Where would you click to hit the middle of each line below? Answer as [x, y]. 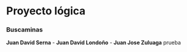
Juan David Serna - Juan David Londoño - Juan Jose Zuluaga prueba [93, 42]
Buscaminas [24, 30]
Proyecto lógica [46, 11]
